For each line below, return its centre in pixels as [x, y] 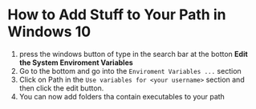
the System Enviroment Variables [76, 63]
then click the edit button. [61, 88]
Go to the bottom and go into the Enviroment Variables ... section [130, 71]
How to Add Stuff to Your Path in [117, 15]
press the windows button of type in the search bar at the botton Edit [133, 54]
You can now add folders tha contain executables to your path [122, 96]
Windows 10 [49, 32]
